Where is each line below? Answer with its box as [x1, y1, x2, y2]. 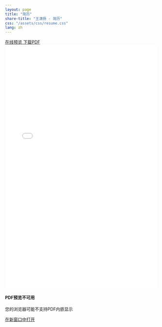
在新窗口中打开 [5, 317, 35, 323]
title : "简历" [5, 12, 32, 17]
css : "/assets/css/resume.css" [5, 20, 68, 26]
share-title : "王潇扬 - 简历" [5, 16, 63, 21]
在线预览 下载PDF [5, 39, 40, 45]
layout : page [5, 7, 32, 12]
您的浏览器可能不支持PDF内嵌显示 [5, 306, 73, 312]
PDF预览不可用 [5, 294, 35, 300]
